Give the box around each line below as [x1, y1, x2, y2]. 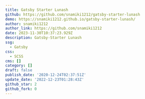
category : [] [5, 63, 33, 68]
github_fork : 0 [5, 86, 37, 91]
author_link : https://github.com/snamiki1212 [5, 26, 102, 31]
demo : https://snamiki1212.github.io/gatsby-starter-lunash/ [5, 16, 136, 21]
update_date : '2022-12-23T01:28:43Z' [5, 77, 84, 82]
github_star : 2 [5, 81, 37, 86]
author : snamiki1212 [5, 21, 49, 26]
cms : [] [5, 58, 22, 63]
